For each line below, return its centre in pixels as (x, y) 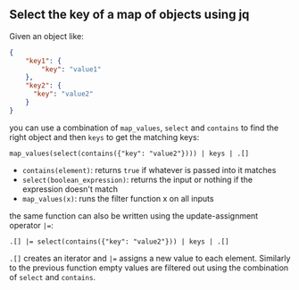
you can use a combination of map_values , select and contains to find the (144, 128)
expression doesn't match (70, 189)
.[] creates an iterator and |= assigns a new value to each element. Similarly (150, 258)
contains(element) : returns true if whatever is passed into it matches (149, 170)
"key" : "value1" (71, 69)
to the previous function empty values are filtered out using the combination (149, 268)
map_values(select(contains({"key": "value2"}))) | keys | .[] (129, 153)
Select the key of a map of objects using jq (129, 15)
